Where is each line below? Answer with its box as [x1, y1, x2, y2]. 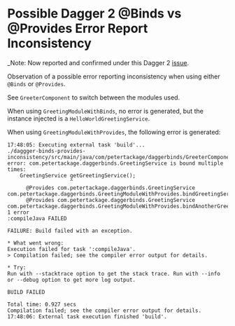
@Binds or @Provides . [7, 79, 66, 88]
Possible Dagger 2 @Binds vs [7, 6, 182, 22]
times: [7, 165, 27, 173]
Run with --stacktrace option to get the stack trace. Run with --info [7, 270, 220, 277]
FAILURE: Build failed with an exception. [7, 227, 133, 234]
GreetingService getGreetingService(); [20, 172, 136, 179]
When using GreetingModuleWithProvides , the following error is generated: [7, 128, 221, 136]
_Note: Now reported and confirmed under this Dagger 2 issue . [7, 58, 190, 67]
